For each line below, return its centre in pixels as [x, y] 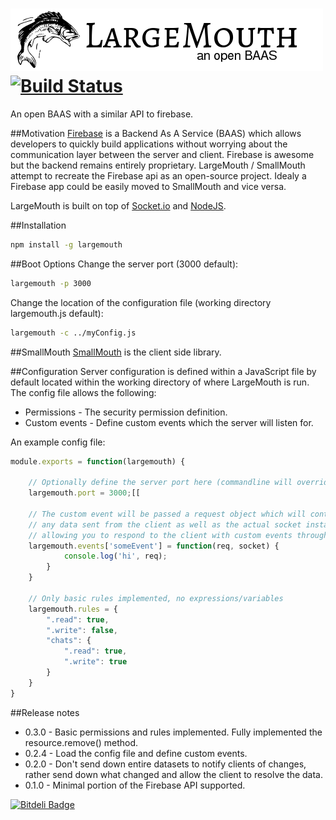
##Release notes [45, 712]
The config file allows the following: [83, 392]
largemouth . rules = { [73, 609]
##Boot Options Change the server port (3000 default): [124, 264]
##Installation [38, 225]
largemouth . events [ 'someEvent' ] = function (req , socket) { [154, 546]
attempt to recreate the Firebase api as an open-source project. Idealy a [158, 175]
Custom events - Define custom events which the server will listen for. [169, 422]
